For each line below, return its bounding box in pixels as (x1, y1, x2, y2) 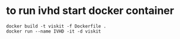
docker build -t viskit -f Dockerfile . (6, 23, 107, 29)
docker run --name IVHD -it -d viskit (6, 28, 101, 34)
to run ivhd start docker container (6, 4, 175, 17)
